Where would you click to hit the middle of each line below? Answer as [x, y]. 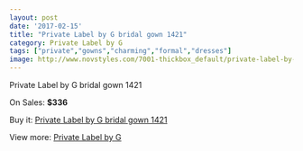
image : [22, 59]
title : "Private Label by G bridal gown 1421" [98, 34]
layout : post [34, 18]
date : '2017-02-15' [46, 26]
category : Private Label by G [66, 43]
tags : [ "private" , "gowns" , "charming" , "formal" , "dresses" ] [120, 51]
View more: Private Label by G [65, 137]
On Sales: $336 [39, 102]
